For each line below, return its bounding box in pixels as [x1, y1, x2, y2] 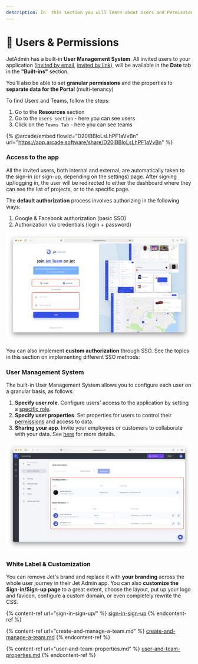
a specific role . [14, 405, 51, 413]
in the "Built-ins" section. [6, 68, 69, 75]
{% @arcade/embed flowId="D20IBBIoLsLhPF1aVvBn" [6, 132, 138, 139]
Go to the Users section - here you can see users [14, 115, 136, 122]
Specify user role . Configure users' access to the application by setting [14, 399, 189, 406]
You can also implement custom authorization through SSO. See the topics [6, 347, 190, 354]
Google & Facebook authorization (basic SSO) [14, 214, 127, 221]
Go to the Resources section [14, 108, 85, 115]
